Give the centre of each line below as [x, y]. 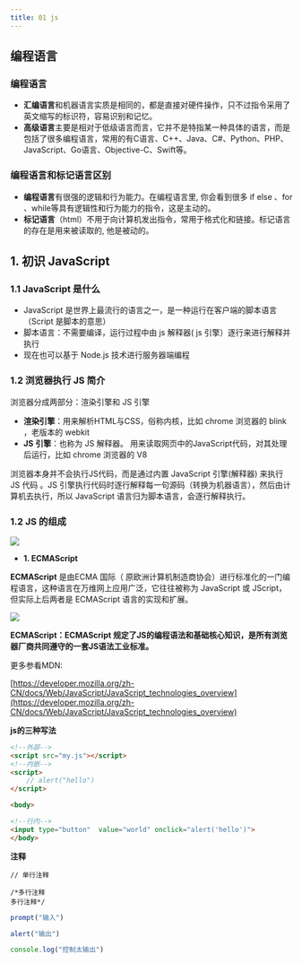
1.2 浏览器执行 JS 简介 [58, 380]
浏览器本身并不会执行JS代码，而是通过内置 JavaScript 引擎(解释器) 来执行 [147, 473]
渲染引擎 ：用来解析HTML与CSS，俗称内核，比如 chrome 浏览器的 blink [155, 421]
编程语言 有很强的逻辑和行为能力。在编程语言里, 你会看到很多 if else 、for [158, 196]
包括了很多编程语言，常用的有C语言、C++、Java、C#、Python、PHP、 [156, 139]
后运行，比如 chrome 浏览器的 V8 [85, 455]
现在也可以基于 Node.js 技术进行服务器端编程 [107, 355]
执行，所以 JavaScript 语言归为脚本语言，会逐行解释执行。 [142, 496]
